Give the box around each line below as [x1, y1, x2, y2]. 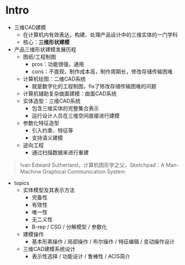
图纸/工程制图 [22, 53, 57, 60]
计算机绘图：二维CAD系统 [22, 75, 86, 82]
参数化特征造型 [22, 119, 60, 127]
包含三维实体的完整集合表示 [31, 104, 100, 112]
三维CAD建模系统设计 [22, 245, 76, 252]
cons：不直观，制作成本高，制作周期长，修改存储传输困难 [31, 68, 173, 75]
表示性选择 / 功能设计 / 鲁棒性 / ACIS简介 [31, 253, 131, 260]
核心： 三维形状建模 [22, 38, 70, 45]
